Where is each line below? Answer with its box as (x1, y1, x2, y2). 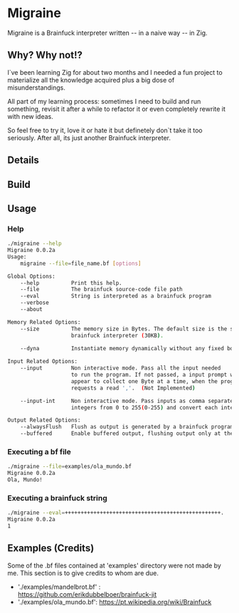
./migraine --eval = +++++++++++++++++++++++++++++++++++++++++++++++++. (7, 509, 224, 517)
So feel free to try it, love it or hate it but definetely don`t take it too (7, 126, 203, 135)
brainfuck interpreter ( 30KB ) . (70, 332, 164, 339)
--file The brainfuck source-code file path (20, 286, 183, 293)
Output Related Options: (7, 416, 81, 424)
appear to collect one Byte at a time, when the (70, 377, 218, 385)
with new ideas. (7, 112, 53, 120)
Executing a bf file (7, 447, 71, 457)
